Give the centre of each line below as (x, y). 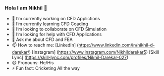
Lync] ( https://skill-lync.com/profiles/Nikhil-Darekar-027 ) (70, 57)
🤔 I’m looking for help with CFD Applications (57, 35)
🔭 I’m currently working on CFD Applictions (56, 19)
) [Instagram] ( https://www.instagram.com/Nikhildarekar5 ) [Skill (94, 52)
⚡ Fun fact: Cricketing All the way (46, 68)
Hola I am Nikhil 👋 (26, 8)
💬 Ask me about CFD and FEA (42, 39)
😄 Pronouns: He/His (33, 63)
